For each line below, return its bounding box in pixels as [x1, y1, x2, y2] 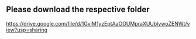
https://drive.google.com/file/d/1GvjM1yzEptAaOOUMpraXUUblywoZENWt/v [6, 20, 190, 27]
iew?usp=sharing [6, 26, 48, 33]
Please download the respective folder [6, 5, 150, 15]
